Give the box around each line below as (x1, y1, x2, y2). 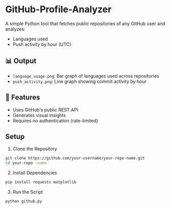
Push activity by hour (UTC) (12, 41, 71, 47)
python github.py (5, 199, 42, 204)
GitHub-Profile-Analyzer (5, 4, 112, 15)
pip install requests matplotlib (5, 180, 77, 185)
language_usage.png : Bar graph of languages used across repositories (12, 73, 159, 79)
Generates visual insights (12, 112, 66, 118)
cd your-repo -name (5, 160, 47, 166)
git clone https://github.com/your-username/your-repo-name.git (5, 156, 145, 161)
